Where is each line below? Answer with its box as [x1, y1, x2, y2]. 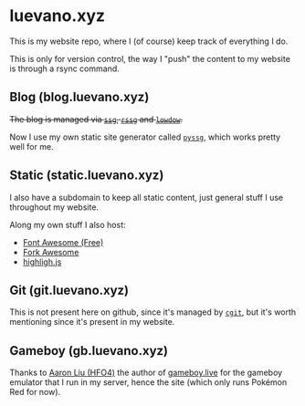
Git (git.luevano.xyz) [9, 282, 130, 297]
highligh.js [22, 256, 62, 267]
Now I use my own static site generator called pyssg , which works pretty [9, 131, 281, 142]
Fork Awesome [22, 246, 79, 257]
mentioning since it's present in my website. [9, 317, 175, 328]
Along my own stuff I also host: [9, 219, 126, 230]
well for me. [9, 141, 54, 151]
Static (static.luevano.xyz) [9, 168, 164, 183]
